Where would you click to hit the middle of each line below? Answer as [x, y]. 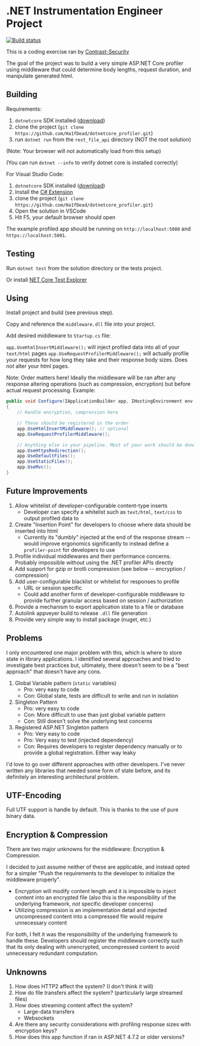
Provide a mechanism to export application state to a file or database [99, 607]
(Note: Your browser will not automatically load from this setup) [84, 151]
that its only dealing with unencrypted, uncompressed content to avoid [93, 947]
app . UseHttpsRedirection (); [51, 451]
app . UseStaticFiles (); [45, 462]
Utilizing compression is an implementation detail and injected [91, 910]
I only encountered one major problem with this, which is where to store [94, 652]
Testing [21, 254]
